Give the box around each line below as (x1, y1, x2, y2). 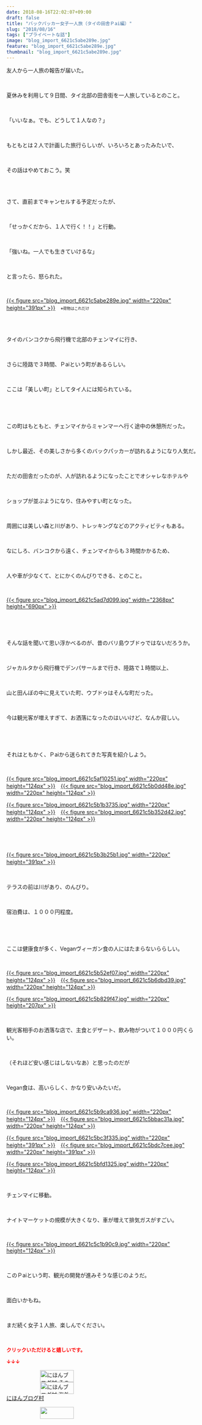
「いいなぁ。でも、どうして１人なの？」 (6, 116, 108, 123)
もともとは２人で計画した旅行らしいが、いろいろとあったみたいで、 (6, 141, 178, 149)
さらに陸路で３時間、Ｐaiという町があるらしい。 (6, 360, 129, 368)
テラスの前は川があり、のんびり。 (6, 883, 92, 890)
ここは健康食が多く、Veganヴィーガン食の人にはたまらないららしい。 (6, 945, 184, 952)
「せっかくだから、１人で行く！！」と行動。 (6, 222, 119, 230)
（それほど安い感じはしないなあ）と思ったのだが (6, 1058, 130, 1066)
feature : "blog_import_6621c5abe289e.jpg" (6, 44, 116, 50)
